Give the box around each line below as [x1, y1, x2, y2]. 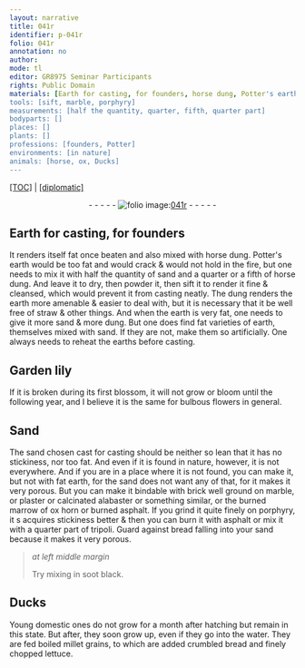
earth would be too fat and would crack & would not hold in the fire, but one [9, 260, 292, 270]
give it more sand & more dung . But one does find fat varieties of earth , [9, 317, 275, 328]
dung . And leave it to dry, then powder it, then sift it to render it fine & [9, 279, 269, 290]
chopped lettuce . [9, 648, 74, 659]
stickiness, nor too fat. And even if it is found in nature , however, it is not [9, 456, 280, 467]
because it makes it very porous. [9, 533, 132, 545]
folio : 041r [9, 38, 54, 48]
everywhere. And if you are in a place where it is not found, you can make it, [9, 466, 294, 476]
